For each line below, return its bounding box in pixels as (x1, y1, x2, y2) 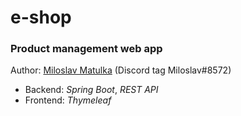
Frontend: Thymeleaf (24, 94, 112, 106)
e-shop (10, 6, 72, 29)
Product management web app (10, 42, 163, 56)
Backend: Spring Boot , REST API (24, 84, 159, 96)
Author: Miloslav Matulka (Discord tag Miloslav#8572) (10, 64, 232, 76)
